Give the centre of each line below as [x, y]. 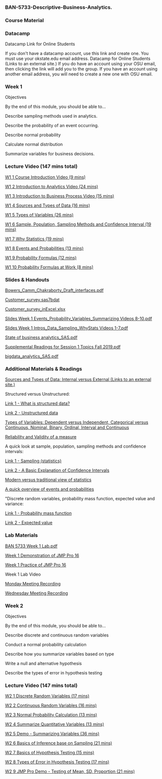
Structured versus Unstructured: [37, 394]
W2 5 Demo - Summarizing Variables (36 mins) [52, 734]
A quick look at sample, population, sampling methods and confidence [76, 446]
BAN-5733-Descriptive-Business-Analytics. [59, 7]
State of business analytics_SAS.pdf [41, 338]
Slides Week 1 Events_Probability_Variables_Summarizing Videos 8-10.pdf [79, 319]
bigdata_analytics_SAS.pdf [32, 356]
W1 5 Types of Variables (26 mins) [39, 215]
